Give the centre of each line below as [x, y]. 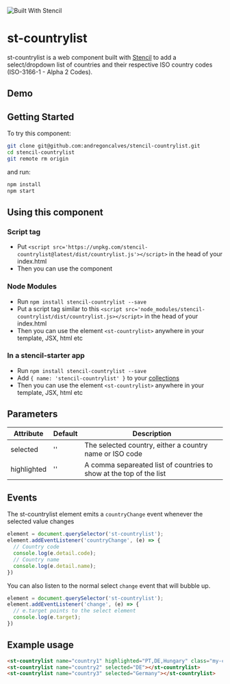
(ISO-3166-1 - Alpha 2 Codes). [50, 71]
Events [22, 498]
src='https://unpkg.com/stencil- [100, 247]
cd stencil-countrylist [41, 152]
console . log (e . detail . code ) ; [55, 554]
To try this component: [39, 133]
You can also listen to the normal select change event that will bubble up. [109, 585]
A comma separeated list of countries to [149, 465]
